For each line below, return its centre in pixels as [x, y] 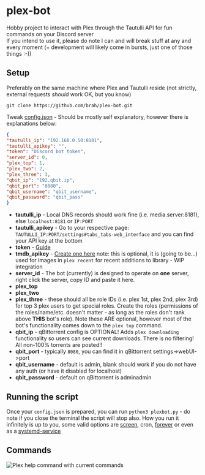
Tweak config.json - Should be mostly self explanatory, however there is [97, 116]
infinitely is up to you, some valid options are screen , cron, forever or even [100, 424]
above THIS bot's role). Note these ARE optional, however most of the [103, 319]
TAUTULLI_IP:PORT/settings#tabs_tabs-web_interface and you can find [104, 234]
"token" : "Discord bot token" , [46, 152]
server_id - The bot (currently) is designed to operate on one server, [102, 273]
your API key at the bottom [49, 241]
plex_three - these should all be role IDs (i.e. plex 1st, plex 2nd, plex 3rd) [106, 299]
